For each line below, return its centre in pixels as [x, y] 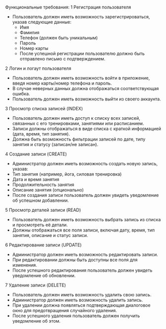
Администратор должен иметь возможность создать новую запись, [85, 164]
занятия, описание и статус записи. [50, 235]
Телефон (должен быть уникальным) [59, 38]
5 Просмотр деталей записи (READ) [43, 210]
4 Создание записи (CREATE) [36, 154]
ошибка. [21, 94]
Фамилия [29, 32]
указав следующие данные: [42, 22]
